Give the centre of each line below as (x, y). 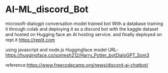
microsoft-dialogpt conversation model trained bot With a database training (84, 23)
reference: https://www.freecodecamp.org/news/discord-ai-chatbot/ (77, 65)
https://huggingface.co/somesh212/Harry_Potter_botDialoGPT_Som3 (77, 55)
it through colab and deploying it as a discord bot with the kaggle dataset (82, 29)
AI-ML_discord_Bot (47, 9)
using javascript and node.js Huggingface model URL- (62, 50)
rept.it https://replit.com (30, 40)
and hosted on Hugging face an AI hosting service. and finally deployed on (83, 34)
